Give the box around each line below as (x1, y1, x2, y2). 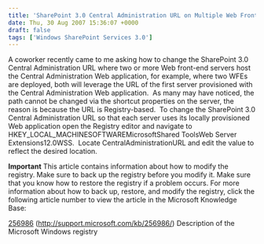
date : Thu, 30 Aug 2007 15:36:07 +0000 (8, 19, 139, 27)
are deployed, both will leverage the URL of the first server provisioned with (8, 80, 253, 89)
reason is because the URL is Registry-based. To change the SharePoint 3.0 (8, 105, 256, 115)
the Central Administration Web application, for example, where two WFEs (8, 71, 248, 81)
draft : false (8, 26, 51, 34)
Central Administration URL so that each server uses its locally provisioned (8, 113, 250, 122)
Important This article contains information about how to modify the (8, 162, 229, 171)
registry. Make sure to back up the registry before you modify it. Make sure (8, 170, 251, 180)
